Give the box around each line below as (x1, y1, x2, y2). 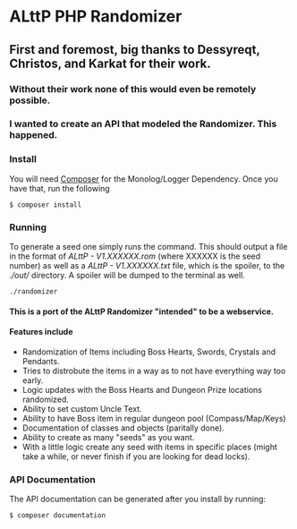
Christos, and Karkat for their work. (9, 55, 212, 71)
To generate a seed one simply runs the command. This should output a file (9, 242, 288, 252)
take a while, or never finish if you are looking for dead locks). (21, 450, 250, 462)
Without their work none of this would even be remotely (9, 82, 257, 95)
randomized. (21, 394, 70, 405)
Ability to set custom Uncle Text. (21, 403, 142, 414)
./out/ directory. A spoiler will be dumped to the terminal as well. (9, 270, 246, 281)
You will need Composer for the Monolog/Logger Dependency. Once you (9, 173, 279, 184)
